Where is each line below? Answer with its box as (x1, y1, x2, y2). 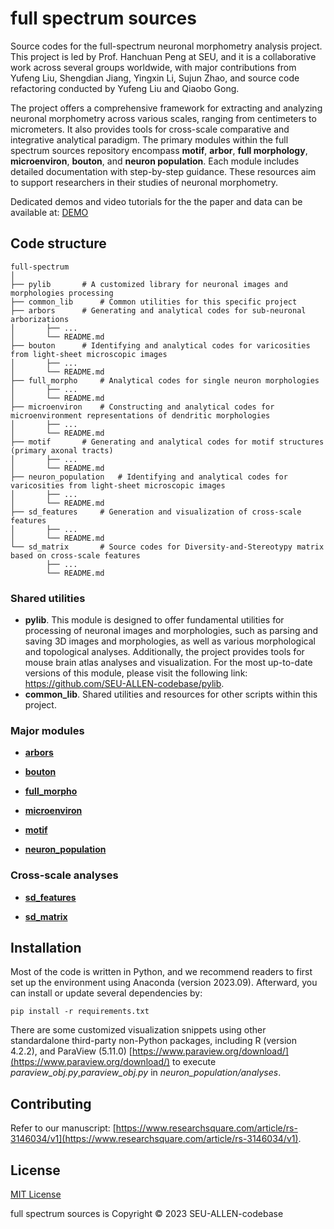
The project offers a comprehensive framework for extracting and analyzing (10, 102, 323, 114)
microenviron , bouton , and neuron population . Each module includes (10, 155, 300, 167)
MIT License (10, 1188, 62, 1201)
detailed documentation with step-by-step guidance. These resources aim (10, 165, 317, 177)
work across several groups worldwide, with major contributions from (10, 61, 297, 73)
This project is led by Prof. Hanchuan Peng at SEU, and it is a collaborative (10, 50, 317, 62)
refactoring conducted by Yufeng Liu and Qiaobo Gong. (10, 82, 240, 94)
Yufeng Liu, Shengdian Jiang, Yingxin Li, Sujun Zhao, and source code (10, 72, 300, 84)
